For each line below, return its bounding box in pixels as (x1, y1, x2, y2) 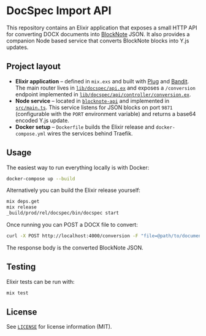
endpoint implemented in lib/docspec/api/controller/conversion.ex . (15, 90, 191, 98)
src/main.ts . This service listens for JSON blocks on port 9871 (15, 104, 173, 111)
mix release (6, 204, 37, 210)
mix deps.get (6, 199, 40, 205)
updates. (6, 44, 29, 51)
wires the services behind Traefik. (47, 129, 133, 137)
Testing (6, 262, 36, 272)
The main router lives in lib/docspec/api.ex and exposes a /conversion (15, 84, 196, 91)
